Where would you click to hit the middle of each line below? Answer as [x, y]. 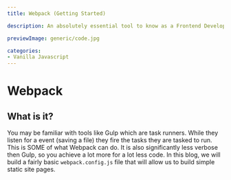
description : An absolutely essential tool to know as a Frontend [104, 26]
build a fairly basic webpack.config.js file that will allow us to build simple [111, 162]
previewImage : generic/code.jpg [53, 38]
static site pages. [31, 170]
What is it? [30, 116]
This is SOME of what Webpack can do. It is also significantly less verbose [113, 148]
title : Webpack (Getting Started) [57, 13]
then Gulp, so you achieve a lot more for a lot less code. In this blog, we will [114, 155]
